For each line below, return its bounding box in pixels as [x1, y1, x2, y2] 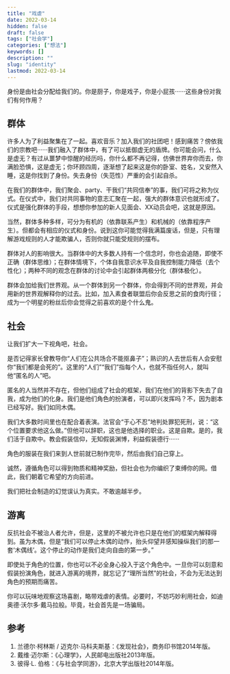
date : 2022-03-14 [7, 16, 57, 23]
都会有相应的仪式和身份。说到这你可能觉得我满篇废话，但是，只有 [27, 226, 214, 234]
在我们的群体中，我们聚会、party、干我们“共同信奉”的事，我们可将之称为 [7, 186, 214, 194]
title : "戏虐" [7, 10, 46, 17]
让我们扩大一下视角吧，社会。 [7, 340, 91, 348]
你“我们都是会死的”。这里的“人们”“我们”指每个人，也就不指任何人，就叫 [7, 363, 209, 371]
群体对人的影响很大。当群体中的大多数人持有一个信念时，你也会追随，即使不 [7, 250, 223, 258]
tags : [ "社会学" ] [7, 36, 53, 43]
